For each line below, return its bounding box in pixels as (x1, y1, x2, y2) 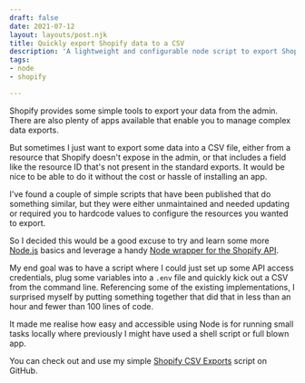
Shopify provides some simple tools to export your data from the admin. (9, 105, 279, 116)
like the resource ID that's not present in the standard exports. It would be (9, 161, 285, 172)
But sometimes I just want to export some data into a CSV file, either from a (9, 142, 291, 152)
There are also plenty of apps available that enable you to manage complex (9, 114, 291, 125)
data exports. (9, 124, 59, 135)
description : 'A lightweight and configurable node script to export (9, 47, 279, 56)
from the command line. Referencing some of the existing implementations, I (9, 281, 295, 292)
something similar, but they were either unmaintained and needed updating (9, 198, 290, 209)
